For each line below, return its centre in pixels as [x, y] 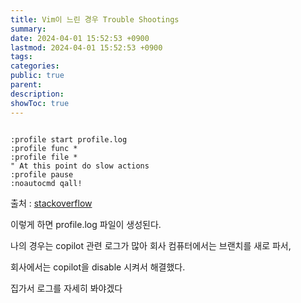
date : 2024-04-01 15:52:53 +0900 [80, 38]
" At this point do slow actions [80, 166]
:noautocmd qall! [46, 183]
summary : [28, 29]
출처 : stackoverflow [51, 203]
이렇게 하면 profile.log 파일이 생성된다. [86, 224]
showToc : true [40, 103]
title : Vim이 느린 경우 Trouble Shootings [95, 19]
